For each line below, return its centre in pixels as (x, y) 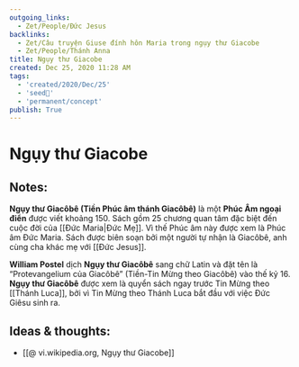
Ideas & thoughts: (60, 331)
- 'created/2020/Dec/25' (64, 85)
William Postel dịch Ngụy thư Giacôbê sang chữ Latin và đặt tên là (134, 264)
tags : (19, 76)
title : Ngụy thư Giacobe (56, 59)
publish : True (36, 110)
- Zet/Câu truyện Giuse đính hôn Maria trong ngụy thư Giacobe (138, 43)
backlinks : (30, 34)
